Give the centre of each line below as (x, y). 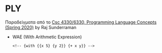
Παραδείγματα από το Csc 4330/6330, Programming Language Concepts (81, 22)
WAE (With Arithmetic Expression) (47, 37)
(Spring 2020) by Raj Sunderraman (41, 27)
